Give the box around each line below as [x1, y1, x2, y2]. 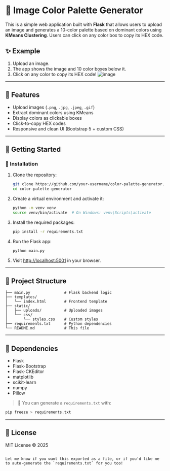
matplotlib [12, 374, 34, 380]
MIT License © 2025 [5, 442, 49, 448]
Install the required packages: [12, 219, 75, 225]
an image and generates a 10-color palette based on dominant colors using [5, 26, 162, 32]
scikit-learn [12, 379, 36, 385]
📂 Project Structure [5, 277, 67, 285]
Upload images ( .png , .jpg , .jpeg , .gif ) [12, 104, 95, 110]
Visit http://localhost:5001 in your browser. [12, 257, 101, 263]
